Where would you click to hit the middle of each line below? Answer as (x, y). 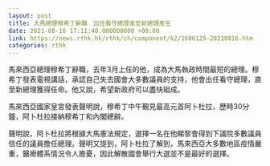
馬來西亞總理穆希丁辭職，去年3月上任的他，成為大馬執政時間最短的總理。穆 (134, 70)
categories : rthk (37, 46)
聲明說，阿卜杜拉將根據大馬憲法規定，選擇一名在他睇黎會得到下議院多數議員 (135, 134)
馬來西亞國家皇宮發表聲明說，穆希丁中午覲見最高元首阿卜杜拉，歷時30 (125, 107)
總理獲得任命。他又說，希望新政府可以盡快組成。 (103, 90)
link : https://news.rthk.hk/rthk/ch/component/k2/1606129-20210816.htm (131, 38)
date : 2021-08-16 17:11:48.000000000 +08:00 (84, 30)
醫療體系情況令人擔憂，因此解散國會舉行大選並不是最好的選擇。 (128, 154)
